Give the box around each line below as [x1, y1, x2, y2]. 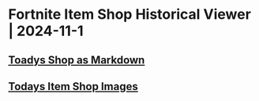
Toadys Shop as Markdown [8, 53, 145, 67]
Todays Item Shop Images [8, 80, 138, 93]
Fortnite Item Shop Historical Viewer [8, 5, 251, 23]
